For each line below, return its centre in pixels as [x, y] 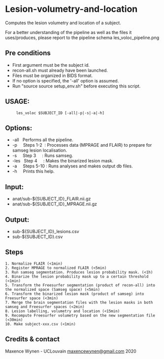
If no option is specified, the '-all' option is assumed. [66, 80]
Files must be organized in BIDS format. [52, 76]
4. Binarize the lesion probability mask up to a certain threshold [77, 277]
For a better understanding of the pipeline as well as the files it [68, 32]
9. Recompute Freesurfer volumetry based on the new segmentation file [80, 315]
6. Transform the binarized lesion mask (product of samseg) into [75, 294]
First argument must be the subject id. [51, 65]
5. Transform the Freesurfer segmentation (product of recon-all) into [80, 285]
